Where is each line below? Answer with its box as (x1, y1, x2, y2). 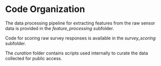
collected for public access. (5, 55, 62, 61)
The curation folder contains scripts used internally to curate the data (5, 50, 148, 56)
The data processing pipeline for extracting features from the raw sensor (5, 20, 155, 26)
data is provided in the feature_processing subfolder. (5, 25, 114, 31)
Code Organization (5, 3, 85, 15)
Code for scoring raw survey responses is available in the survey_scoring (5, 35, 156, 41)
